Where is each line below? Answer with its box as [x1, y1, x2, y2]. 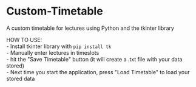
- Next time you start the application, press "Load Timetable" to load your [6, 68, 190, 75]
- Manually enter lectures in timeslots [6, 49, 100, 56]
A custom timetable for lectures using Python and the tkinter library [6, 24, 175, 32]
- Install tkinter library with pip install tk [6, 43, 112, 50]
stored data [6, 75, 35, 82]
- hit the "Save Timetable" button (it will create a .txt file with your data [6, 55, 183, 63]
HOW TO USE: [6, 36, 42, 43]
